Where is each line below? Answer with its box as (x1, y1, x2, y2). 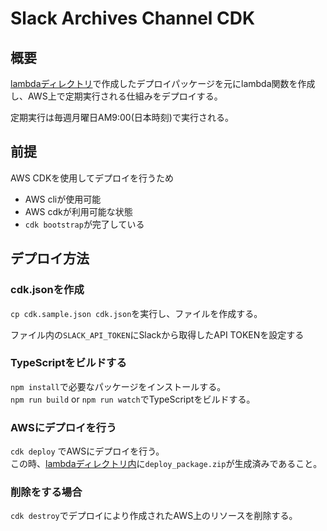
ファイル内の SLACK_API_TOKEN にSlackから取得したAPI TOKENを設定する (10, 328, 305, 341)
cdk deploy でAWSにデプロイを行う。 (10, 445, 165, 457)
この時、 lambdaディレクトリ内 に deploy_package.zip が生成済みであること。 (10, 458, 323, 470)
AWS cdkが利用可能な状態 (24, 205, 133, 217)
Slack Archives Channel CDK (10, 7, 256, 30)
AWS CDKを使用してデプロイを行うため (10, 172, 174, 184)
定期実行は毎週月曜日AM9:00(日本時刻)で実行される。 (10, 112, 234, 123)
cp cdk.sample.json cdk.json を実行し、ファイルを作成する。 (10, 307, 263, 319)
